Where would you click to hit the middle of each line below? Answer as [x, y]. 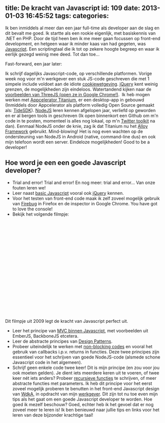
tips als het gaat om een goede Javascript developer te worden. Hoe [82, 399]
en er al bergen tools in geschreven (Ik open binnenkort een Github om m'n [82, 116]
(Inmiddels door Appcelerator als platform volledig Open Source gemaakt [80, 105]
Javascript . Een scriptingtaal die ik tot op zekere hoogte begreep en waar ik [82, 49]
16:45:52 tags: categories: [67, 16]
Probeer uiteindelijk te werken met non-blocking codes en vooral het [82, 346]
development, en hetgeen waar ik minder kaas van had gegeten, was [76, 44]
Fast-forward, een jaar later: [34, 63]
